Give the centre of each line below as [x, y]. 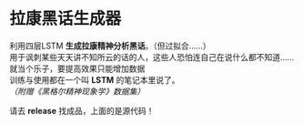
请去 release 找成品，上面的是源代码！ [82, 110]
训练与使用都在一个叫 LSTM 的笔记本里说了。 [95, 79]
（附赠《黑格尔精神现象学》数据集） [77, 91]
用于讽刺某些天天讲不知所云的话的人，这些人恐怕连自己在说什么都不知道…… [152, 57]
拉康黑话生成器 [66, 19]
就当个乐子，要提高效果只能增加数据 [77, 68]
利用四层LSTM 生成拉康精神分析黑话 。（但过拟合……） [110, 46]
